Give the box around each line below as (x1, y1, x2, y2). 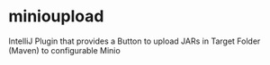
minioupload (8, 6, 104, 27)
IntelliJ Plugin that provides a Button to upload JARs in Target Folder (8, 36, 261, 46)
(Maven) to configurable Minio (8, 45, 121, 55)
